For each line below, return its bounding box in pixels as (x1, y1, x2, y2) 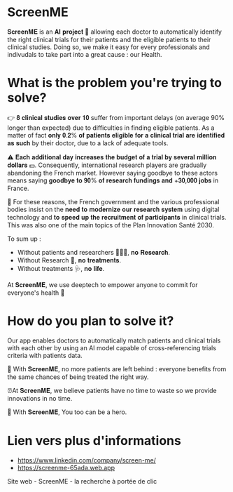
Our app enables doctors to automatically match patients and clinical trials (7, 336, 221, 345)
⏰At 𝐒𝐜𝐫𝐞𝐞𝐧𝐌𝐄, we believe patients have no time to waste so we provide (7, 386, 217, 394)
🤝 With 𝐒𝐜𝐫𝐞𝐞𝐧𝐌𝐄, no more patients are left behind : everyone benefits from (7, 364, 227, 373)
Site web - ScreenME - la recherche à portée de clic (7, 477, 157, 485)
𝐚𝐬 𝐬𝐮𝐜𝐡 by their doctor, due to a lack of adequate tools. (7, 138, 169, 147)
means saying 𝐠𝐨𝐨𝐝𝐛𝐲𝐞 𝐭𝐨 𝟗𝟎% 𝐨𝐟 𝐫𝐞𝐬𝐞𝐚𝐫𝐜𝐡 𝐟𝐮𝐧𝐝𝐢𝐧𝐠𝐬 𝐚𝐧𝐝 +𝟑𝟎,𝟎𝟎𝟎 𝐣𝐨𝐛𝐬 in (7, 176, 219, 185)
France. (7, 184, 29, 192)
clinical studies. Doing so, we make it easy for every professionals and (7, 43, 210, 51)
